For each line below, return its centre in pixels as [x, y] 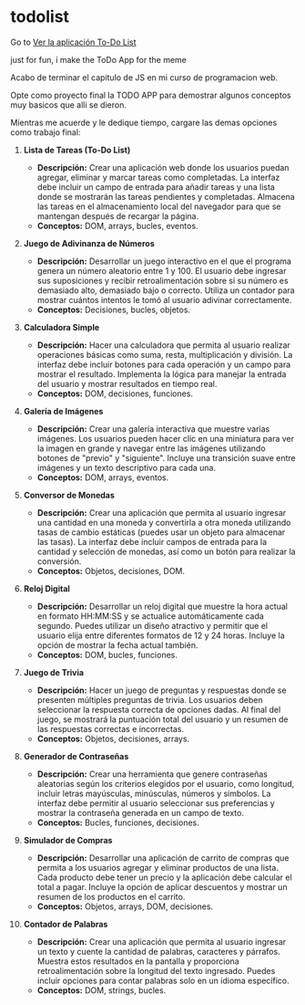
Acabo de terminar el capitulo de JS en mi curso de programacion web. [144, 77]
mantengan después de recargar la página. [118, 215]
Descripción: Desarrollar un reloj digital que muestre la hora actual [162, 606]
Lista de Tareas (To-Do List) [77, 150]
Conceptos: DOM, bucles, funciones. [107, 654]
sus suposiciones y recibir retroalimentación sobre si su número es [163, 280]
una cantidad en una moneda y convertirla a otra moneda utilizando [164, 522]
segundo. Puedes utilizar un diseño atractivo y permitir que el [152, 625]
